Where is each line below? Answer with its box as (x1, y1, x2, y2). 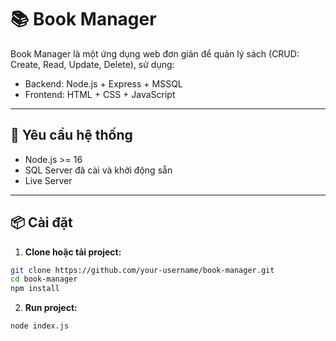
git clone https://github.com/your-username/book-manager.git (10, 265, 275, 275)
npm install (10, 284, 60, 294)
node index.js (10, 321, 70, 331)
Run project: (24, 302, 78, 314)
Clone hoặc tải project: (24, 246, 122, 258)
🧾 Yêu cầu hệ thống (10, 127, 133, 144)
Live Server (24, 174, 73, 186)
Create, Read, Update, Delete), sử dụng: (10, 58, 175, 70)
